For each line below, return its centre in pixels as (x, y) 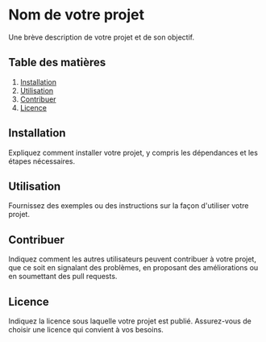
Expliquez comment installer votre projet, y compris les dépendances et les (133, 152)
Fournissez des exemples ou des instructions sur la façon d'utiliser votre (129, 206)
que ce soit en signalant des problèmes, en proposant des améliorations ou (133, 268)
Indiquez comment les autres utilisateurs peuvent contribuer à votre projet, (132, 259)
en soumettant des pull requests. (63, 277)
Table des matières (57, 63)
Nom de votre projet (77, 15)
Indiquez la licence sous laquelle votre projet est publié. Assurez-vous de (130, 321)
